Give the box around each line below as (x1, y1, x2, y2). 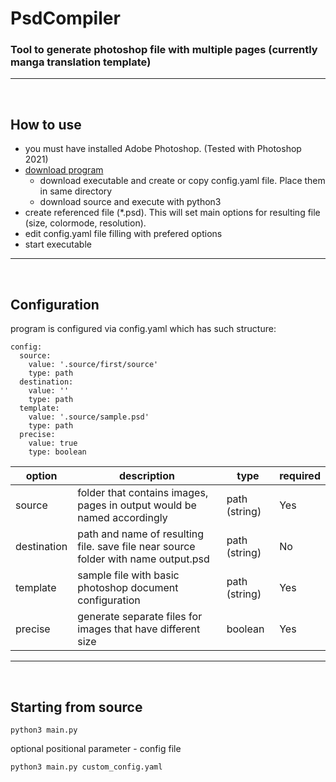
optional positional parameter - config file (10, 742, 182, 754)
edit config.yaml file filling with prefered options (24, 228, 223, 240)
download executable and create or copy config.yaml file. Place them (39, 175, 326, 187)
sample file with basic (77, 568, 180, 582)
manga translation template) (10, 55, 152, 69)
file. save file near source (77, 540, 196, 554)
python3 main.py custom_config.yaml (10, 762, 163, 772)
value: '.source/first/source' (28, 360, 159, 370)
